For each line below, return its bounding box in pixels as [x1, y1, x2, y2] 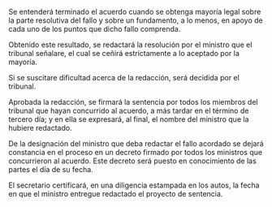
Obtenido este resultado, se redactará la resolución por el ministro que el [8, 40, 253, 50]
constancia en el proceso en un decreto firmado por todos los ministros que [8, 148, 262, 157]
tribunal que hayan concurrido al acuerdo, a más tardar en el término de [8, 106, 249, 115]
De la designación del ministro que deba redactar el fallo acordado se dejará [8, 139, 264, 149]
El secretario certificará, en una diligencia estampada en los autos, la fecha [8, 180, 260, 190]
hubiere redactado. [8, 123, 72, 132]
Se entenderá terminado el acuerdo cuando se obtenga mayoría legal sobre [8, 7, 261, 16]
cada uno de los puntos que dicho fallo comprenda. [8, 24, 181, 33]
